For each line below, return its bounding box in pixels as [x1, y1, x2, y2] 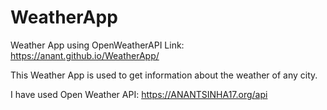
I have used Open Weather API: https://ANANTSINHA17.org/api [10, 88, 268, 100]
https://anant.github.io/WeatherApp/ [10, 49, 160, 61]
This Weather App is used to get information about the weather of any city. [10, 69, 318, 81]
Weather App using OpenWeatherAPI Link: [10, 39, 185, 51]
